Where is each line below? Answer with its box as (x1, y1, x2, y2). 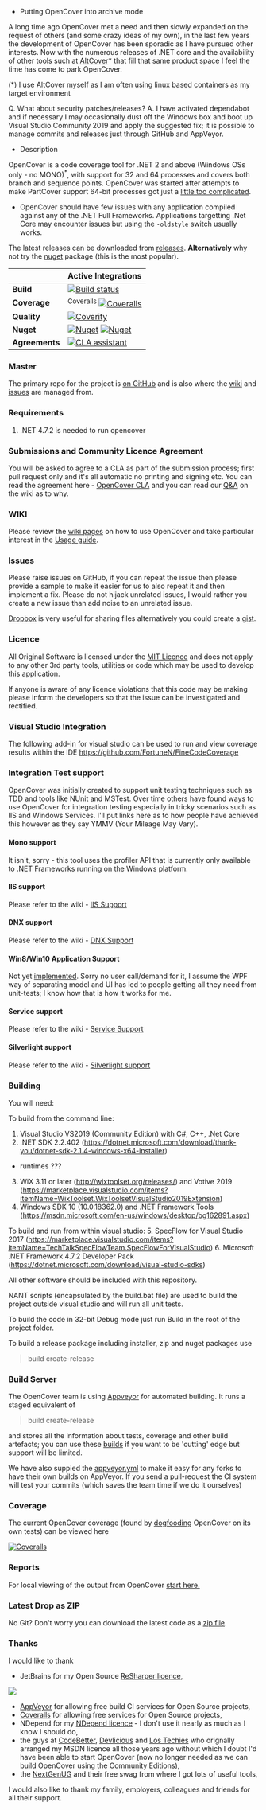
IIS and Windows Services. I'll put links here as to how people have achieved (8, 811, 259, 821)
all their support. (8, 1793, 62, 1803)
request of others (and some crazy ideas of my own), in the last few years (8, 31, 250, 40)
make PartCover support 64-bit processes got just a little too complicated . (8, 186, 252, 196)
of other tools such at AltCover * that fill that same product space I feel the (8, 56, 250, 65)
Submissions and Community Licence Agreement (8, 445, 204, 456)
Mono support (8, 837, 57, 847)
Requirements (8, 408, 64, 419)
